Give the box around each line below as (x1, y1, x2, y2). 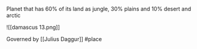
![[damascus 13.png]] (6, 24, 60, 31)
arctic (6, 12, 21, 19)
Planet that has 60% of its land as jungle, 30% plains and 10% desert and (6, 6, 191, 12)
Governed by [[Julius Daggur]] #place (6, 36, 102, 42)
